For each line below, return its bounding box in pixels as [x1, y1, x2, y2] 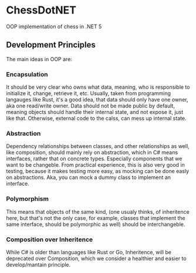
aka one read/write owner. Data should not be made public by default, [6, 102, 175, 109]
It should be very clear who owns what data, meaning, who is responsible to [6, 83, 190, 91]
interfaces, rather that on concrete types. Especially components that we [6, 155, 183, 162]
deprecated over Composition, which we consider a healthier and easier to [6, 255, 187, 262]
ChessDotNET [6, 4, 76, 17]
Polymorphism [6, 195, 49, 203]
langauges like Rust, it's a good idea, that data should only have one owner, [6, 96, 189, 103]
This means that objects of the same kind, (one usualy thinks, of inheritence [6, 208, 190, 215]
